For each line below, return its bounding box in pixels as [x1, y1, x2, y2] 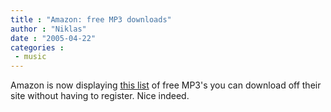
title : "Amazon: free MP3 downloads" [10, 14, 172, 25]
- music [14, 52, 47, 62]
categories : [10, 42, 65, 53]
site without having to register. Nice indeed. [10, 90, 190, 102]
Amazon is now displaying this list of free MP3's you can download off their [10, 79, 322, 91]
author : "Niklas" [10, 24, 87, 34]
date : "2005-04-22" [10, 33, 97, 43]
